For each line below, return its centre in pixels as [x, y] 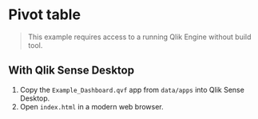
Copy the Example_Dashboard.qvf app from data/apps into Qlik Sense [132, 89]
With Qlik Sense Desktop [71, 71]
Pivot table [45, 15]
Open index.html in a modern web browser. [91, 106]
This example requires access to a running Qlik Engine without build [139, 37]
